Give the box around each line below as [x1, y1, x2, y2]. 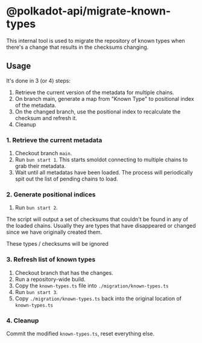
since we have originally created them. [6, 228, 103, 236]
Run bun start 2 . [14, 204, 58, 211]
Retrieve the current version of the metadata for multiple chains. [14, 89, 174, 96]
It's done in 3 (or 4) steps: [6, 77, 71, 84]
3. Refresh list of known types [6, 255, 96, 264]
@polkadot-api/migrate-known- [6, 4, 171, 18]
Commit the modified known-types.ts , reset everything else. [6, 330, 155, 337]
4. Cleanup [6, 316, 39, 324]
